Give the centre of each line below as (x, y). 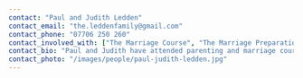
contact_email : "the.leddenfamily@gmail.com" (95, 26)
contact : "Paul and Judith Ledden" (76, 17)
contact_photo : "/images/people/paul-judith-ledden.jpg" (118, 59)
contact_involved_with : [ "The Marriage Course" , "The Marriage (130, 43)
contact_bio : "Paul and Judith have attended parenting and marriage (142, 51)
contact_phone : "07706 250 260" (69, 34)
